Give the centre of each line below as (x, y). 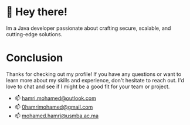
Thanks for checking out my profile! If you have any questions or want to (94, 74)
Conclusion (35, 58)
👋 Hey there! (37, 12)
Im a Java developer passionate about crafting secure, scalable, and (89, 28)
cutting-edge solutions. (34, 34)
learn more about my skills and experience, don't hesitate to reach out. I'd (95, 80)
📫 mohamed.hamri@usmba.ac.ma (56, 116)
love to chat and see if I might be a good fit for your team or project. (88, 86)
